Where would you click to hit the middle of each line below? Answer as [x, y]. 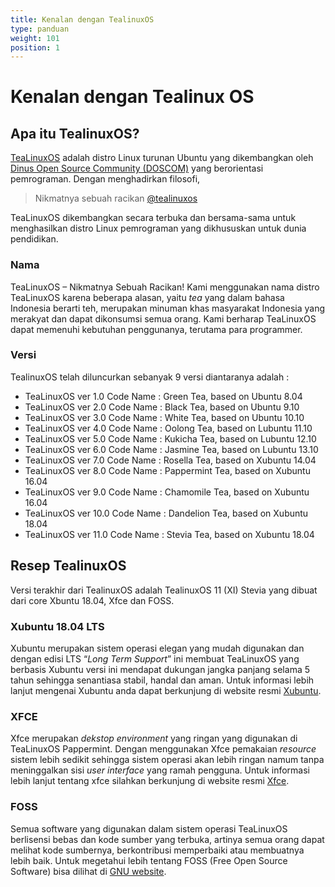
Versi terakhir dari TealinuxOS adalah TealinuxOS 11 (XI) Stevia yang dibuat [164, 590]
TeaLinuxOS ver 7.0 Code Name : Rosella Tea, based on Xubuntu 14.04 [170, 460]
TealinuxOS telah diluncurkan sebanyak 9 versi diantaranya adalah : [150, 377]
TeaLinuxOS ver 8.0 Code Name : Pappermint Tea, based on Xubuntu [167, 470]
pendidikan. [34, 239]
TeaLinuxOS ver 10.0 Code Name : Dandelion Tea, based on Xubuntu [166, 513]
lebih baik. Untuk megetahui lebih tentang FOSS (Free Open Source [149, 860]
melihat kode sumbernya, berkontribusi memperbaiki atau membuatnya [157, 850]
